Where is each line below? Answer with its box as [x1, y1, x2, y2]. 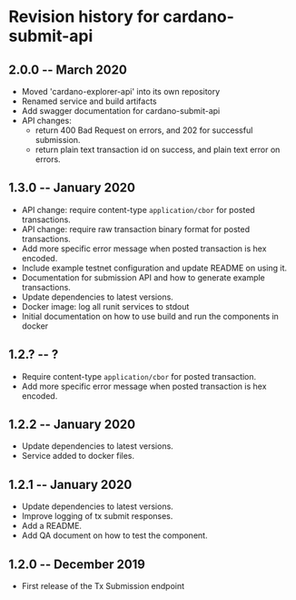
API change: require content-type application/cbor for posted [21, 204, 255, 215]
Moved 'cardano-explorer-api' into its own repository [21, 86, 221, 97]
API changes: [21, 116, 72, 126]
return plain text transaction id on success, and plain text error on [35, 144, 281, 155]
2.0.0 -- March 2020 [8, 62, 128, 77]
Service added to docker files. [21, 451, 135, 462]
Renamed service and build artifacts [21, 96, 157, 107]
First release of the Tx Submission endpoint [21, 581, 185, 592]
